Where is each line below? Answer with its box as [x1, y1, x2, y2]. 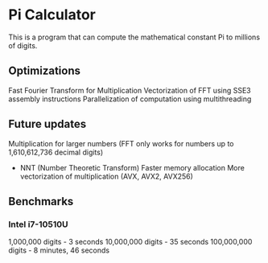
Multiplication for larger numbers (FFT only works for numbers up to [8, 138, 234, 148]
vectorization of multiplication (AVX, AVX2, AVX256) [19, 171, 193, 181]
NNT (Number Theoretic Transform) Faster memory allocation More [19, 162, 245, 172]
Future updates [8, 117, 87, 131]
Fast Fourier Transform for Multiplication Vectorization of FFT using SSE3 [8, 85, 251, 95]
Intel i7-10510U [8, 219, 68, 230]
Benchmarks [8, 195, 74, 208]
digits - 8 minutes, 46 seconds [8, 245, 110, 255]
